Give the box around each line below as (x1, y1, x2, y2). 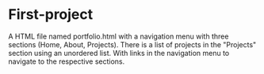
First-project (8, 6, 94, 24)
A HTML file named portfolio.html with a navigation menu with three (8, 31, 229, 41)
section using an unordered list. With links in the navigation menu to (8, 48, 230, 57)
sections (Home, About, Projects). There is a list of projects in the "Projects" (8, 39, 257, 49)
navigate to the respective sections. (8, 57, 125, 66)
